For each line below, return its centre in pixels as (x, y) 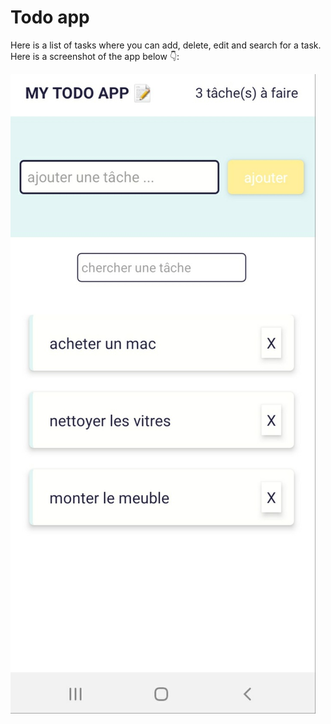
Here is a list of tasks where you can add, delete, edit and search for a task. (166, 45)
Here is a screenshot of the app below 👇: (95, 56)
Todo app (50, 17)
